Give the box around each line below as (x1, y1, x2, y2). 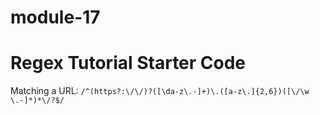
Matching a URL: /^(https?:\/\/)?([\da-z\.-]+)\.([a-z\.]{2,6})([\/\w (10, 85, 310, 97)
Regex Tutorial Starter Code (10, 52, 247, 75)
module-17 (10, 6, 101, 29)
